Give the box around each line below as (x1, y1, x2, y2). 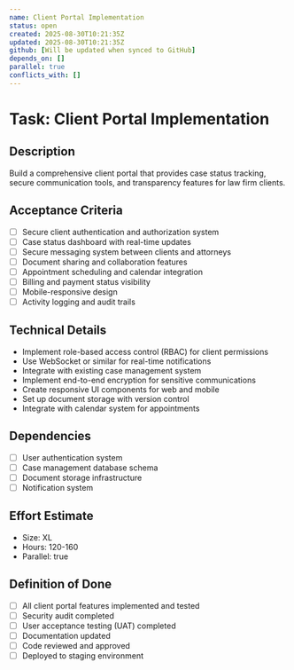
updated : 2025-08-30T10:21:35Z (9, 37, 125, 47)
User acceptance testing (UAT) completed (21, 620, 176, 631)
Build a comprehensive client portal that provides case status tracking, (9, 168, 267, 178)
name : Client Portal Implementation (9, 12, 144, 22)
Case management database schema (21, 462, 159, 473)
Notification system (21, 482, 94, 493)
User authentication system (21, 452, 123, 462)
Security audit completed (21, 610, 115, 621)
